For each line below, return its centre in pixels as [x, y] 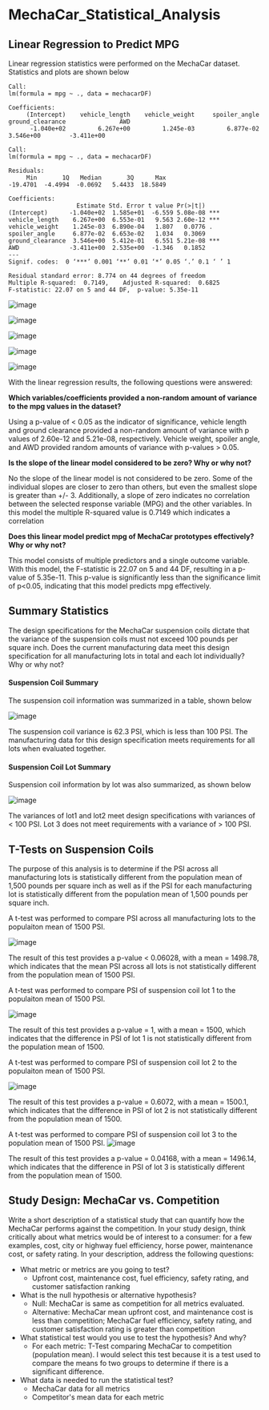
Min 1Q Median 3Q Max [96, 178]
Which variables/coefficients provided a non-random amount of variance [133, 398]
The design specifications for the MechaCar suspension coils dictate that [129, 630]
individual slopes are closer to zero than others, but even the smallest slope [133, 487]
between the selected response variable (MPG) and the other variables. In [130, 504]
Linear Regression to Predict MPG [94, 44]
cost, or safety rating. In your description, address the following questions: [131, 1254]
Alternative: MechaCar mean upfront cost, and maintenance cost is [143, 1312]
